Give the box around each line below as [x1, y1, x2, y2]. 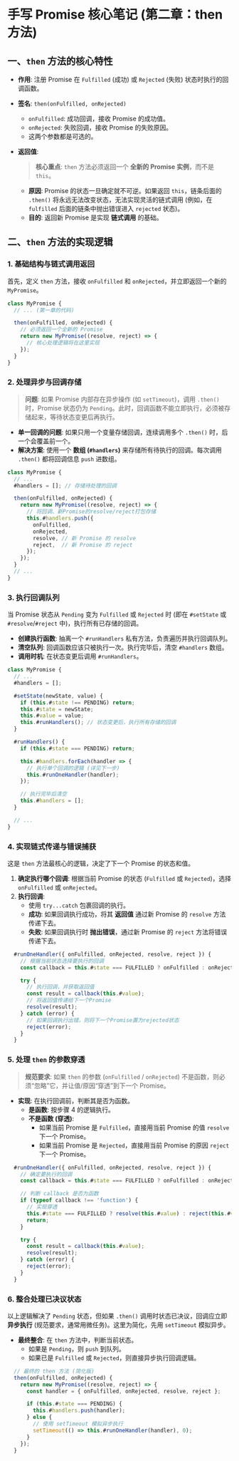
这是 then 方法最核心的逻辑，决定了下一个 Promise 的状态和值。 [7, 859, 194, 867]
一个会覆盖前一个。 [17, 436, 75, 445]
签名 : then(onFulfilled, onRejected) [17, 99, 127, 108]
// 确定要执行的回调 [20, 1170, 73, 1178]
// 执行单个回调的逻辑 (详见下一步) [26, 764, 120, 772]
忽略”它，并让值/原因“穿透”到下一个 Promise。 [33, 1081, 171, 1090]
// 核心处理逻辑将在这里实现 [26, 339, 100, 346]
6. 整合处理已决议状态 [7, 1294, 82, 1304]
